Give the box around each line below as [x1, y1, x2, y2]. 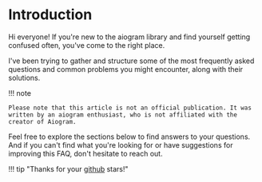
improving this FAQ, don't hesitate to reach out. [8, 148, 163, 158]
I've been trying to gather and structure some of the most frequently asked [8, 56, 255, 65]
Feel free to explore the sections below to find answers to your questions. [8, 132, 251, 141]
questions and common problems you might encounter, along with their [8, 64, 244, 73]
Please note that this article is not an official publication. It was [8, 104, 252, 112]
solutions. [8, 73, 41, 82]
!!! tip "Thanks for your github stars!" [8, 164, 129, 173]
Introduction [8, 6, 93, 24]
